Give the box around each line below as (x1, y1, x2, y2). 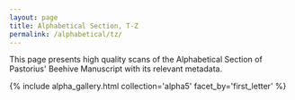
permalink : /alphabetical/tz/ (9, 29, 123, 38)
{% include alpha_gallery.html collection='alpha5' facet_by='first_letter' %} (9, 81, 287, 92)
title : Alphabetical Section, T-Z (9, 21, 139, 30)
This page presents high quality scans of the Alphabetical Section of (9, 54, 263, 65)
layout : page (9, 12, 58, 22)
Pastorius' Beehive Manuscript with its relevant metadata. (9, 63, 223, 74)
